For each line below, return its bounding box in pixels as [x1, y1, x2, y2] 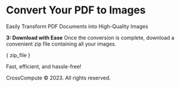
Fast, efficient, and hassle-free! [6, 62, 82, 70]
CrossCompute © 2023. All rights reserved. [6, 74, 111, 81]
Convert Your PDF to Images [6, 4, 146, 17]
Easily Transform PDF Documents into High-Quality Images [6, 23, 148, 30]
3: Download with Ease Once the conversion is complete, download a [6, 34, 175, 41]
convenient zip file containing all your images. [6, 40, 117, 47]
